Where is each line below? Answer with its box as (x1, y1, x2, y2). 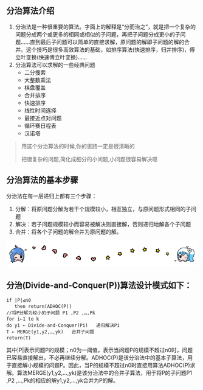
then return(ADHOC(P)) (14, 304, 72, 310)
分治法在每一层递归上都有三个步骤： (6, 192, 97, 200)
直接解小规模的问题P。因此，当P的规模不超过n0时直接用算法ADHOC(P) (11, 361, 190, 369)
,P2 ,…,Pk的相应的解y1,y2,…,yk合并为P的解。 (6, 377, 119, 385)
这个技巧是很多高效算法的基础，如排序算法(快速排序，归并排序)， (26, 46, 190, 53)
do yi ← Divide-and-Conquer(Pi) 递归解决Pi (6, 322, 120, 329)
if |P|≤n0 (6, 298, 32, 304)
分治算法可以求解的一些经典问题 (15, 61, 95, 68)
